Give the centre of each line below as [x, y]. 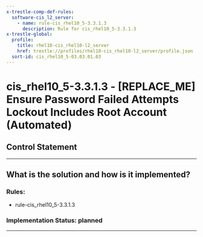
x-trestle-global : [29, 34]
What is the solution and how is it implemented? [98, 175]
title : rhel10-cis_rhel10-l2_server [63, 46]
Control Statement [42, 147]
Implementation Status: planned [54, 221]
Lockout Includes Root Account [87, 112]
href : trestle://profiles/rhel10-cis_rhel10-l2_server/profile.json [105, 51]
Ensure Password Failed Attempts [93, 99]
